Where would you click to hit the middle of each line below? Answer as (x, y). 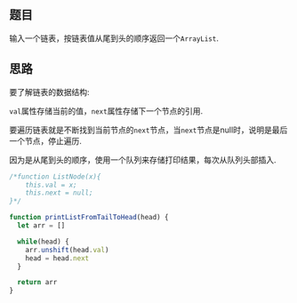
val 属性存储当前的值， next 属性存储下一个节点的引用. (106, 111)
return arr (37, 283)
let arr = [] (41, 226)
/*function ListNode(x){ (55, 176)
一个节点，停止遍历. (46, 140)
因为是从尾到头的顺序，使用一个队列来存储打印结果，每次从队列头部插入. (143, 159)
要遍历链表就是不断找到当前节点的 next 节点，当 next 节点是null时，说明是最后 (148, 130)
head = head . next (57, 258)
